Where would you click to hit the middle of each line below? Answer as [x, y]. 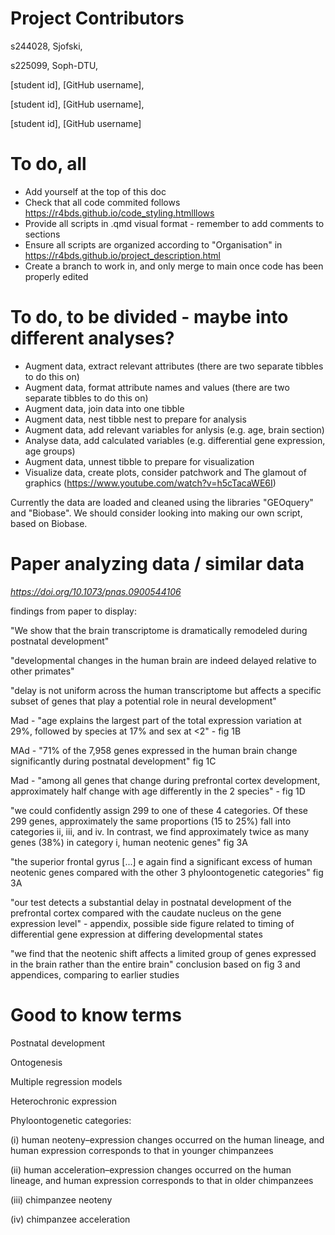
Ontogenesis [36, 1062]
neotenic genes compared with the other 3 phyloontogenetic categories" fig [167, 872]
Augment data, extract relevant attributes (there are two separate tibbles [174, 366]
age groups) [50, 451]
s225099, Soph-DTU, [54, 65]
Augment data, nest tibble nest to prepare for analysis [135, 419]
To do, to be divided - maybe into [149, 317]
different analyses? [92, 338]
